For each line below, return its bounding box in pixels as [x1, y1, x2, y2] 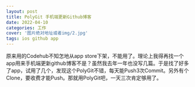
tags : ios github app [6, 36, 59, 41]
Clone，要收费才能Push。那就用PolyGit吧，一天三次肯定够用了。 [6, 74, 162, 81]
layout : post [6, 8, 38, 15]
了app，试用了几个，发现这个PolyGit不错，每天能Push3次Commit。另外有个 [6, 67, 189, 74]
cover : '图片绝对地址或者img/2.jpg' [6, 30, 89, 36]
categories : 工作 [6, 25, 47, 31]
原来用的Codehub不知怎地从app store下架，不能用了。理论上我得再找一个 [6, 53, 184, 59]
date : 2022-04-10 [6, 19, 48, 25]
